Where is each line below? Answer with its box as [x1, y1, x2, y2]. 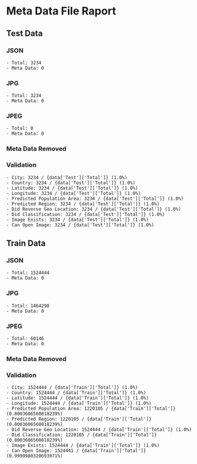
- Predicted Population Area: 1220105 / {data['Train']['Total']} [6, 406, 176, 412]
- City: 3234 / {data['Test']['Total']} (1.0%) [6, 175, 128, 181]
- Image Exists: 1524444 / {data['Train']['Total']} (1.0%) [6, 442, 160, 449]
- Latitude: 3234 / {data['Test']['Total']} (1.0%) [6, 185, 138, 191]
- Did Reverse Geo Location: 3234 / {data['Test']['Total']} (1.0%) [6, 206, 181, 212]
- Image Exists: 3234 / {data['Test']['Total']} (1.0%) [6, 217, 149, 223]
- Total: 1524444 [6, 270, 50, 276]
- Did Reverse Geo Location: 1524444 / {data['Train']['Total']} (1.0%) [6, 427, 192, 433]
